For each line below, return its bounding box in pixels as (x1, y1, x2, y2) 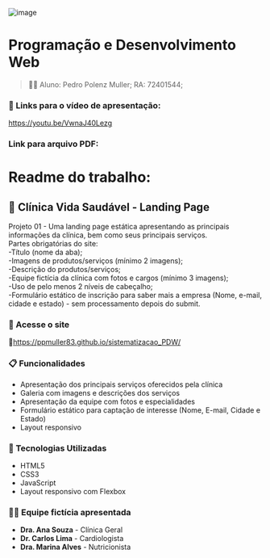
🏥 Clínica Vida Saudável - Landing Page (8, 200, 210, 214)
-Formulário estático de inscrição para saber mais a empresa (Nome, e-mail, (8, 291, 263, 300)
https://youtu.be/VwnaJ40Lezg (8, 118, 113, 128)
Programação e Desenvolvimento (8, 36, 236, 54)
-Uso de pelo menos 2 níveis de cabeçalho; (8, 282, 153, 292)
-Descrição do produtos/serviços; (8, 265, 121, 275)
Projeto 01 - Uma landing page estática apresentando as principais (8, 222, 230, 232)
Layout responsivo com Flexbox (19, 487, 127, 497)
